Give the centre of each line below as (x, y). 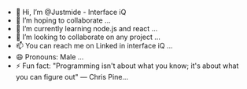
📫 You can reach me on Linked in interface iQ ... (94, 46)
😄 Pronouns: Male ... (50, 57)
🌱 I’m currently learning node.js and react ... (87, 28)
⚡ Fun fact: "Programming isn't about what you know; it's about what (127, 66)
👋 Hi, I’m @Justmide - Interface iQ (71, 12)
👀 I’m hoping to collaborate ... (63, 20)
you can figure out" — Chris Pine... (72, 77)
